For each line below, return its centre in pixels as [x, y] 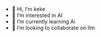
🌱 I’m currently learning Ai [43, 21]
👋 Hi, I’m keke [29, 9]
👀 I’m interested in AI [37, 15]
